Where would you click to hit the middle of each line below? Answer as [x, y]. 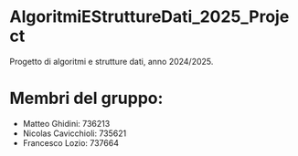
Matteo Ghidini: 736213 [66, 123]
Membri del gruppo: [86, 99]
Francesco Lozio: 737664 [70, 142]
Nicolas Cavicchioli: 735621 [74, 133]
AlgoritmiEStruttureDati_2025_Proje [149, 17]
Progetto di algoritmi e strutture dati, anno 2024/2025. [112, 61]
